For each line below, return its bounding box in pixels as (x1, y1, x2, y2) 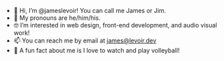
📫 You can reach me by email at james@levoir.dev (13, 36, 157, 45)
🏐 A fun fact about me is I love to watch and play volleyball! (13, 47, 180, 54)
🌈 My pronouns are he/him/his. (13, 14, 101, 22)
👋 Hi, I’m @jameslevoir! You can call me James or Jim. (13, 7, 166, 14)
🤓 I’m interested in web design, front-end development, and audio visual (13, 21, 217, 29)
